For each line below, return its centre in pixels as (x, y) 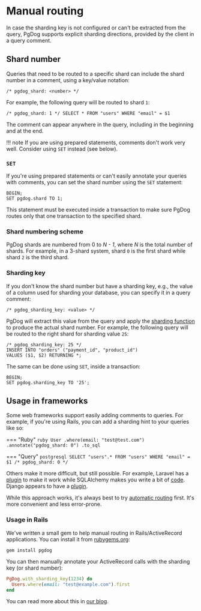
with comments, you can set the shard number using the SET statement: (94, 182)
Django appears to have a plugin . (47, 486)
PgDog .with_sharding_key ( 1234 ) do (49, 579)
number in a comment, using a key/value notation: (68, 80)
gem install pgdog (29, 550)
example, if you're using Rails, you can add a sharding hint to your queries (98, 422)
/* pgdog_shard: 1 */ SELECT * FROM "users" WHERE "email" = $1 (88, 113)
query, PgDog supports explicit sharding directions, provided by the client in (100, 34)
